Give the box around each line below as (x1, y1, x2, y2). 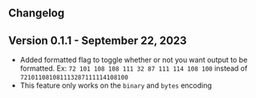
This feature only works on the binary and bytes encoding (19, 80, 213, 91)
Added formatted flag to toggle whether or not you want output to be (19, 55, 248, 65)
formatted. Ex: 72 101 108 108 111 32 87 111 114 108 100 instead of (19, 63, 248, 73)
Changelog (8, 6, 65, 20)
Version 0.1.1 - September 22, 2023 (8, 34, 187, 47)
